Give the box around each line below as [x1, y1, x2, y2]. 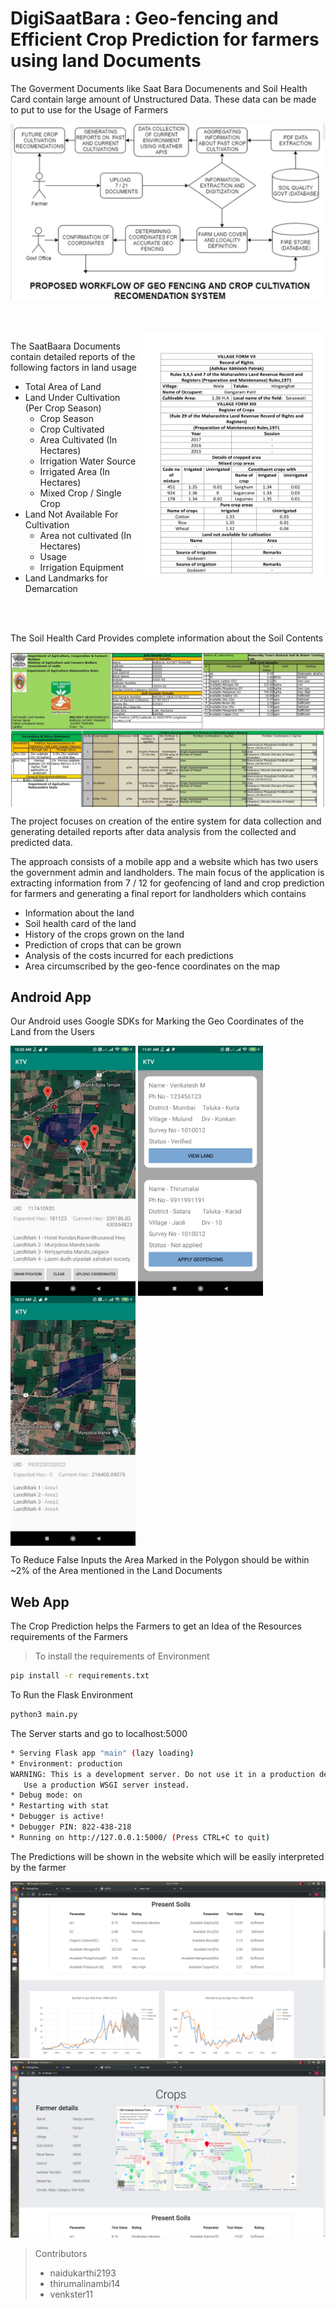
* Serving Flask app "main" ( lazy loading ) [10, 1748, 195, 1758]
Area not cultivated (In [39, 530, 132, 542]
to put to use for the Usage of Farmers [10, 103, 169, 116]
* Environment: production [10, 1758, 123, 1769]
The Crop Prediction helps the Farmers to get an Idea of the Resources [10, 1620, 302, 1632]
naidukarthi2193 [49, 2267, 117, 2279]
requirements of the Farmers [10, 1631, 128, 1643]
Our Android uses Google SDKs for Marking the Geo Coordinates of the [10, 1015, 305, 1027]
